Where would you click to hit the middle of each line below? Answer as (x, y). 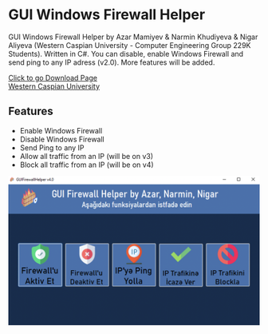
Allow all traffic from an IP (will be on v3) (87, 156)
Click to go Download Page (53, 78)
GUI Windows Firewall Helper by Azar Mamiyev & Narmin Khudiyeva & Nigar (133, 37)
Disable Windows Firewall (62, 139)
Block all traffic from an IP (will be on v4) (87, 165)
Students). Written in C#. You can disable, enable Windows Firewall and (126, 54)
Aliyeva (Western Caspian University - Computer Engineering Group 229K (130, 45)
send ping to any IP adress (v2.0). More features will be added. (112, 62)
